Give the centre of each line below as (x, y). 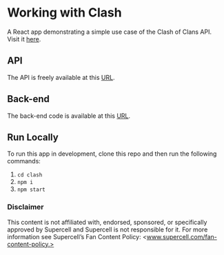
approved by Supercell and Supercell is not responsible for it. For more (108, 229)
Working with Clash (64, 13)
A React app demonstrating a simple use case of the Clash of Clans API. (110, 32)
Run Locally (33, 137)
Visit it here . (24, 39)
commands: (24, 161)
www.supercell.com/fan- (182, 236)
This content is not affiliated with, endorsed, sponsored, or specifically (107, 222)
